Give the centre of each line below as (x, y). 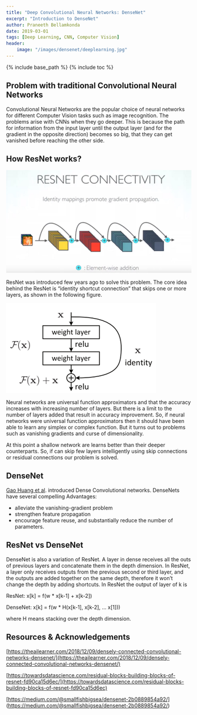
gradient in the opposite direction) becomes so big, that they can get (89, 134)
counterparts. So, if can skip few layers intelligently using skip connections (97, 451)
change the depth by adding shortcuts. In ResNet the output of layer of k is (97, 584)
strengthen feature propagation (53, 514)
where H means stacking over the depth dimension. (69, 618)
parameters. (29, 527)
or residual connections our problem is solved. (62, 458)
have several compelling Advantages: (51, 496)
